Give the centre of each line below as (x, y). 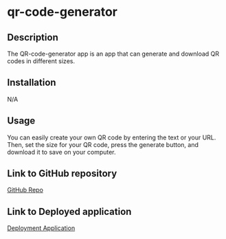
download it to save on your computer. (61, 152)
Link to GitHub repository (62, 173)
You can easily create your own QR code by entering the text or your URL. (112, 137)
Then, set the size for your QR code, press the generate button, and (103, 144)
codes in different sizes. (41, 61)
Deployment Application (41, 228)
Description (33, 37)
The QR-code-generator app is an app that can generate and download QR (113, 54)
